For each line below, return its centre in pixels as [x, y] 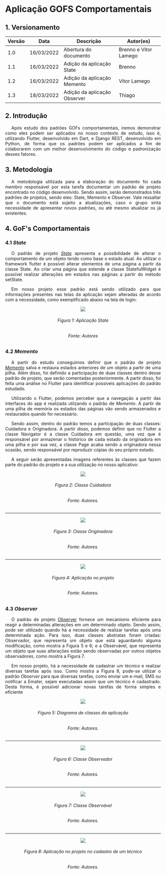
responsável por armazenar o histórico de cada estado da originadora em [83, 439]
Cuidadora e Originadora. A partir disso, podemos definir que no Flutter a [83, 429]
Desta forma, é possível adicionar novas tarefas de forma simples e [83, 687]
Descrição [89, 41]
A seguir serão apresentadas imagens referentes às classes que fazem [86, 459]
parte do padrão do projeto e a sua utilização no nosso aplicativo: [72, 464]
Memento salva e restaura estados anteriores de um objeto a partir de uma [83, 367]
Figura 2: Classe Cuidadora [83, 485]
